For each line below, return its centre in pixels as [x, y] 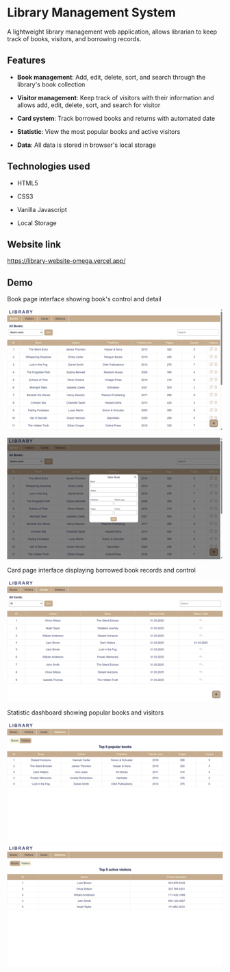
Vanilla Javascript [42, 209]
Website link [34, 244]
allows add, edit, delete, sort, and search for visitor [89, 105]
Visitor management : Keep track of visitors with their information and [115, 97]
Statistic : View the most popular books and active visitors [99, 131]
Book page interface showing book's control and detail [85, 299]
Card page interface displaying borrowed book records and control [102, 570]
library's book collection [51, 84]
